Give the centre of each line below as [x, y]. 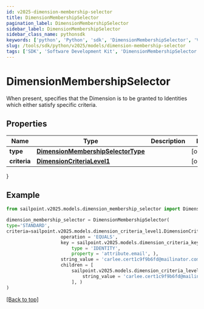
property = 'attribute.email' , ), [115, 254]
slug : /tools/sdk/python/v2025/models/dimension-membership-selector [96, 46]
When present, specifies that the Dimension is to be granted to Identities [97, 98]
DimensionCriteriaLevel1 [73, 161]
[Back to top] [22, 299]
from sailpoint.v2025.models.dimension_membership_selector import [93, 209]
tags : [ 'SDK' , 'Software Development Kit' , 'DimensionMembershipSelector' [103, 52]
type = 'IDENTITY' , [96, 248]
